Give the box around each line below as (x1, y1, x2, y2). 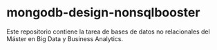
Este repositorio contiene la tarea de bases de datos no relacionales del (6, 27, 210, 36)
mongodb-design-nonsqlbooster (6, 5, 200, 21)
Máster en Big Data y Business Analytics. (6, 34, 124, 42)
